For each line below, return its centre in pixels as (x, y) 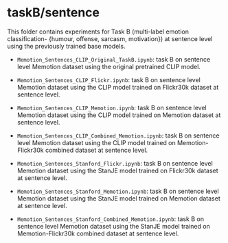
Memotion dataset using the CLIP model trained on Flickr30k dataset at (118, 87)
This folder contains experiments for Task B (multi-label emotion (98, 31)
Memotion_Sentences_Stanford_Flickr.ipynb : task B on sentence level (115, 163)
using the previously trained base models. (66, 46)
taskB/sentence (54, 13)
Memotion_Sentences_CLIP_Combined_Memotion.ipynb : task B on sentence (118, 136)
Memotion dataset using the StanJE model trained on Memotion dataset (119, 198)
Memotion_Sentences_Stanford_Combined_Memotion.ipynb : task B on (111, 219)
